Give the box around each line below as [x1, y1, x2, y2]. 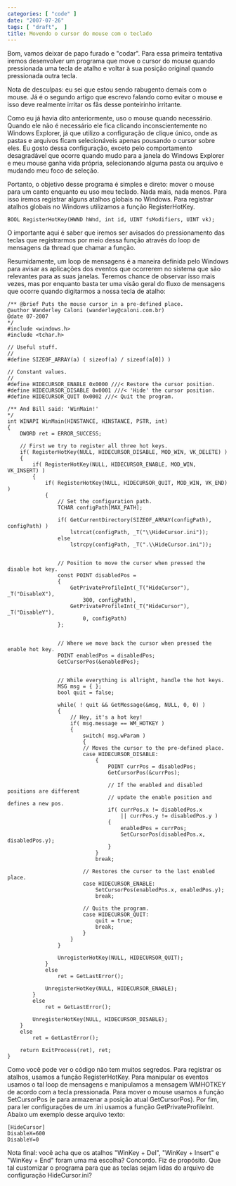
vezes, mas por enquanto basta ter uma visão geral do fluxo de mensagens [7, 280, 225, 288]
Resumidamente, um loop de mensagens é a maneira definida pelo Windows [7, 257, 229, 266]
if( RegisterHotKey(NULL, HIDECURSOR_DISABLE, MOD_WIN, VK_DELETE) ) [20, 449, 228, 456]
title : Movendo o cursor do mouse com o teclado [7, 30, 152, 37]
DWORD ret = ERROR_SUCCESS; [20, 431, 102, 438]
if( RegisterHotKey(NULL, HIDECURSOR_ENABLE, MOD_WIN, [32, 461, 197, 469]
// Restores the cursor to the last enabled [82, 868, 216, 875]
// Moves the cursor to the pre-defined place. [82, 745, 225, 752]
